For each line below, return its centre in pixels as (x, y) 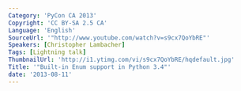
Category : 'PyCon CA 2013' (53, 15)
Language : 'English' (42, 30)
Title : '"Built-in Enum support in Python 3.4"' (90, 67)
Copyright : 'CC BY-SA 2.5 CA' (58, 23)
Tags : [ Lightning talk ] (47, 52)
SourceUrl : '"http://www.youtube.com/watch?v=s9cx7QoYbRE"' (109, 38)
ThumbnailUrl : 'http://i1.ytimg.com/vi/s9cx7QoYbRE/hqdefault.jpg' (122, 60)
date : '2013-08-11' (40, 74)
